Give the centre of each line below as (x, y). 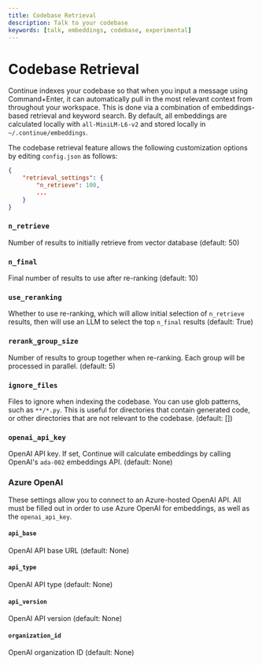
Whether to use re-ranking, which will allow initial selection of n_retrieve (127, 314)
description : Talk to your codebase (68, 23)
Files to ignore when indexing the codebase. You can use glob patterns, (125, 401)
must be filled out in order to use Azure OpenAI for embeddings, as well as (129, 508)
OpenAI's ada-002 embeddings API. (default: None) (90, 462)
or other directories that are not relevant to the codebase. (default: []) (121, 419)
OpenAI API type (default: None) (61, 585)
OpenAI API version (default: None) (65, 619)
